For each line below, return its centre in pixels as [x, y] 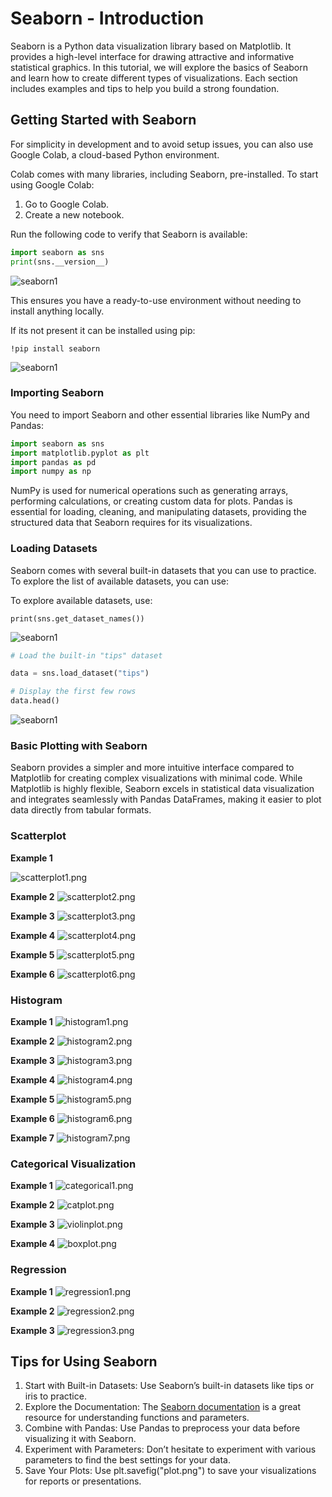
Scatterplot [38, 836]
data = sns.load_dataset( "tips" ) [80, 673]
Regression [38, 1270]
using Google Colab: [52, 184]
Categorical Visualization [73, 1164]
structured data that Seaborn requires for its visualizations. [131, 523]
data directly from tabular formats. [81, 810]
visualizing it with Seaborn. [80, 1439]
